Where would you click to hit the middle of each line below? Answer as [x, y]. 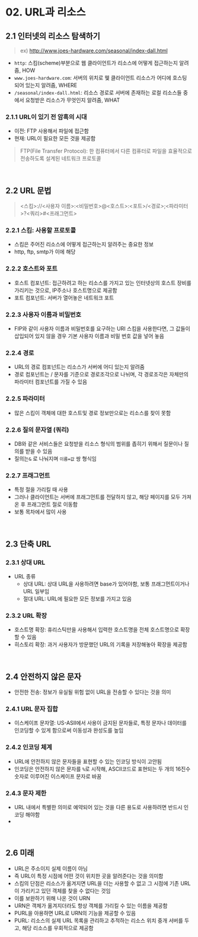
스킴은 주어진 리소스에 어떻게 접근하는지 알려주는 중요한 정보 [84, 244]
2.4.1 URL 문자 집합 [32, 709]
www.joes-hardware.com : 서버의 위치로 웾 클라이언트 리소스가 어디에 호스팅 [100, 78]
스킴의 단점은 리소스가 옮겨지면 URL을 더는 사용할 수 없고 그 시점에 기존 [96, 883]
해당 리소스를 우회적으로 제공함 [58, 927]
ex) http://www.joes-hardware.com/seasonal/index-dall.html [94, 51]
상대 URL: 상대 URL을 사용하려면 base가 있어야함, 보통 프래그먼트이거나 [106, 584]
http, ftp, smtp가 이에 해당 [45, 252]
